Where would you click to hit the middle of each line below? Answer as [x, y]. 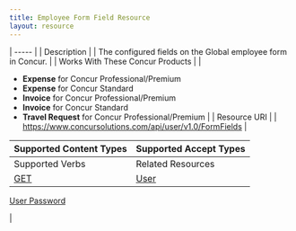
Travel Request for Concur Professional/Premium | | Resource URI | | [149, 117]
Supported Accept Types [191, 148]
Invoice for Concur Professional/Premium [99, 98]
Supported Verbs [50, 164]
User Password [37, 200]
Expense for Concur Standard [78, 88]
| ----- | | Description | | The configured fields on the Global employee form [148, 51]
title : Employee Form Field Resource [80, 18]
